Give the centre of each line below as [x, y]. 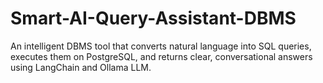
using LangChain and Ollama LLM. [81, 67]
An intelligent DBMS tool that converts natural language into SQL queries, [161, 46]
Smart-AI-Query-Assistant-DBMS [153, 18]
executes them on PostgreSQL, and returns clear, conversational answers [161, 56]
